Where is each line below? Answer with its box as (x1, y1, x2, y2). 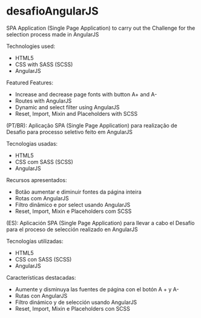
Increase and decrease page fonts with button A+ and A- (15, 90, 157, 98)
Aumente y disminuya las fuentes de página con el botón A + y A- (15, 285, 179, 293)
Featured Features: (6, 79, 53, 86)
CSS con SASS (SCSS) (15, 255, 72, 263)
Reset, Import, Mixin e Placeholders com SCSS (15, 208, 132, 215)
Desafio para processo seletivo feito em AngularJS (6, 128, 133, 135)
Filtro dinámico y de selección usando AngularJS (15, 299, 137, 306)
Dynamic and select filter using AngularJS (15, 103, 120, 110)
